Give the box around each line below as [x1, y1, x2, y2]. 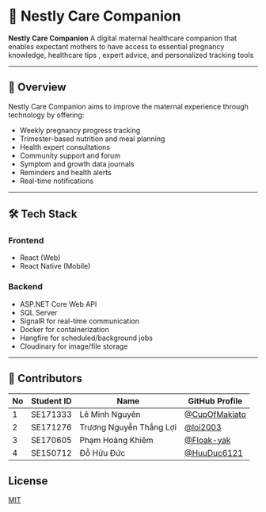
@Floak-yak [184, 434, 231, 445]
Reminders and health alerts [19, 167, 112, 177]
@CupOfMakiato [184, 408, 247, 419]
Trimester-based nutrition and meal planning [19, 134, 165, 143]
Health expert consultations [19, 142, 111, 151]
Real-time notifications [19, 176, 94, 185]
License [8, 474, 48, 487]
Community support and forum [19, 151, 121, 160]
